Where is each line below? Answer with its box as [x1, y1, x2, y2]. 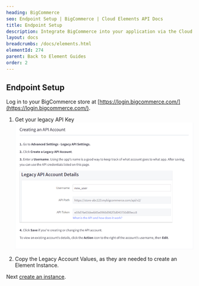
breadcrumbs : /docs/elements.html [6, 41, 92, 47]
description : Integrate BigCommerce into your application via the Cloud [6, 29, 193, 34]
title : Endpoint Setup [6, 22, 62, 28]
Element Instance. [14, 262, 59, 269]
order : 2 [6, 59, 28, 65]
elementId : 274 [6, 48, 44, 54]
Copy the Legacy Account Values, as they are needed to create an [14, 256, 177, 263]
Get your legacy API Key [14, 116, 74, 123]
